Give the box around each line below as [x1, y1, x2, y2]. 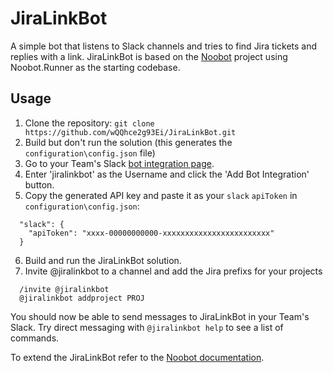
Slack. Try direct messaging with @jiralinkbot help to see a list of [10, 321, 284, 333]
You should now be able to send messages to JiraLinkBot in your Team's [10, 310, 310, 322]
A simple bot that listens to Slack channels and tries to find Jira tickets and [10, 40, 318, 52]
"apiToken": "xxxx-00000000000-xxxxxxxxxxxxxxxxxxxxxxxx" [28, 228, 275, 238]
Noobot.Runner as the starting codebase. [10, 61, 181, 73]
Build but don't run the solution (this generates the [24, 136, 233, 148]
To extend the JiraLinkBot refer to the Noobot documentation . [10, 351, 265, 363]
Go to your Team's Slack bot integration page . [24, 157, 215, 169]
